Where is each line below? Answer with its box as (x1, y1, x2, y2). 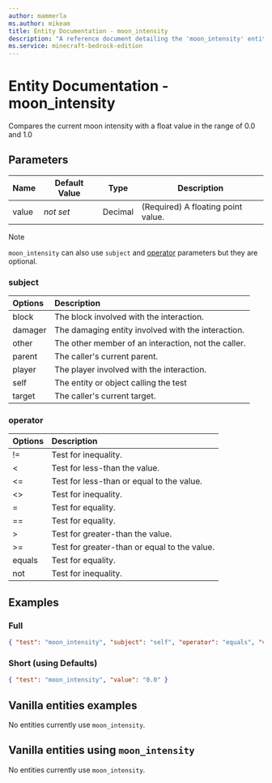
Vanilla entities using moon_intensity (8, 743, 195, 757)
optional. (8, 256, 38, 266)
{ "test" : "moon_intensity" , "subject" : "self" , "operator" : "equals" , (8, 639, 255, 647)
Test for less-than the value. (51, 462, 160, 474)
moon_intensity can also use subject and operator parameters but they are (8, 247, 258, 257)
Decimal (102, 206, 134, 217)
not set (43, 206, 70, 217)
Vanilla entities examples (8, 699, 138, 712)
